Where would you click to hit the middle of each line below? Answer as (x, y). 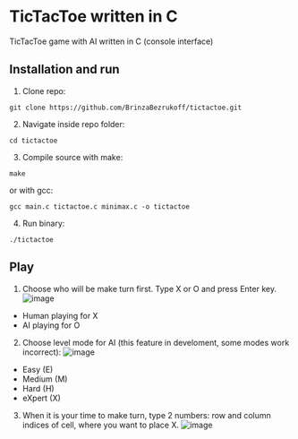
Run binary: (43, 223)
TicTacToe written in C (94, 17)
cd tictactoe (34, 141)
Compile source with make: (72, 157)
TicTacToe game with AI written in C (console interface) (111, 41)
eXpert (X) (41, 398)
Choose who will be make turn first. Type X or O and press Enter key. (149, 288)
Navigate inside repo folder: (73, 124)
